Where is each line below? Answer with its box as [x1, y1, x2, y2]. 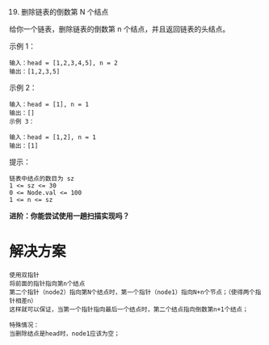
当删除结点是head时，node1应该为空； [9, 330, 120, 338]
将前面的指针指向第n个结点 [9, 280, 86, 288]
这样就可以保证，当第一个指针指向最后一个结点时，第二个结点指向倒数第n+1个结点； [9, 305, 249, 313]
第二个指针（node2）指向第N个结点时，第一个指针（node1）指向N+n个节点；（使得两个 [9, 288, 255, 297]
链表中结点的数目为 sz [9, 175, 75, 183]
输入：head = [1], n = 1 [9, 100, 90, 108]
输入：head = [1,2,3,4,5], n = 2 [9, 59, 118, 67]
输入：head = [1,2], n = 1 [9, 133, 96, 141]
